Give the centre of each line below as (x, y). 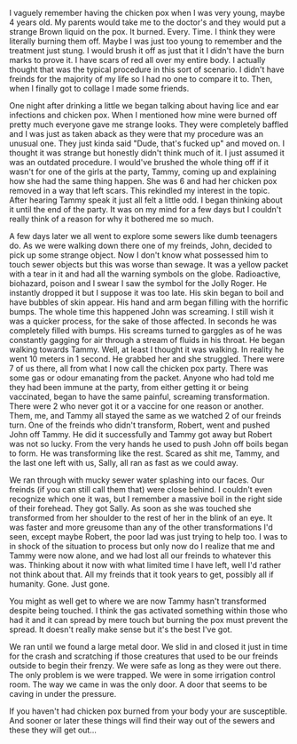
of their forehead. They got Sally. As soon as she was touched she (130, 508)
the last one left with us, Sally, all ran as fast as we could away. (124, 463)
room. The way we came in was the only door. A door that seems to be (138, 684)
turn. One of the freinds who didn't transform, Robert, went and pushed (140, 425)
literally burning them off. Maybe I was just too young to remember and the (145, 41)
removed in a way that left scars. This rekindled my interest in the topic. (140, 191)
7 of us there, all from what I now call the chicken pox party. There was (139, 368)
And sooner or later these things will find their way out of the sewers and (142, 720)
